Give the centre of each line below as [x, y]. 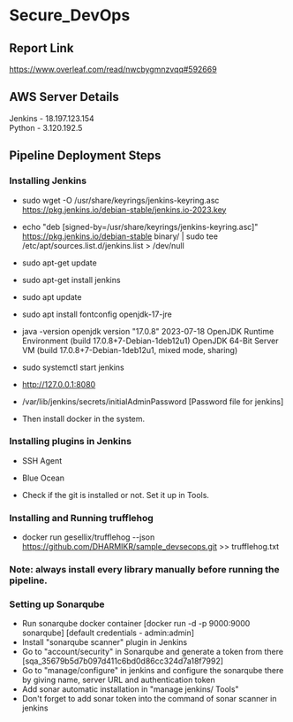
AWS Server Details [64, 97]
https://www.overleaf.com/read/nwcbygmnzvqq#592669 [113, 69]
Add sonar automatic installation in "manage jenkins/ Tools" [131, 689]
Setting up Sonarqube [57, 604]
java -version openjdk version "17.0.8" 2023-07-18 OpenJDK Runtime [148, 331]
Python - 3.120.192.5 [46, 127]
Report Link [41, 48]
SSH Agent [42, 460]
